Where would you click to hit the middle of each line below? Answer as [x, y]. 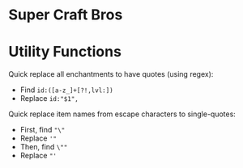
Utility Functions [65, 52]
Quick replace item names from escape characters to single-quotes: [122, 114]
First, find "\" [43, 130]
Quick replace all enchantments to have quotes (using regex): [111, 74]
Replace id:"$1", [49, 99]
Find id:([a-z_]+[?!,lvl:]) [66, 90]
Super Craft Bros [66, 15]
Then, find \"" [44, 147]
